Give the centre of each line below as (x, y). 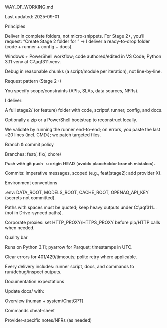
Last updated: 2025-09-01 (32, 17)
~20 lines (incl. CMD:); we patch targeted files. (53, 135)
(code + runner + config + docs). (39, 47)
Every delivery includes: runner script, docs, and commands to (70, 266)
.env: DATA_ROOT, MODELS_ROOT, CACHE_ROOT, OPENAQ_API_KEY (77, 192)
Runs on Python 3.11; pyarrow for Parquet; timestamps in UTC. (69, 247)
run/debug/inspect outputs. (33, 272)
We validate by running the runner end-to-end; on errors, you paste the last (83, 129)
